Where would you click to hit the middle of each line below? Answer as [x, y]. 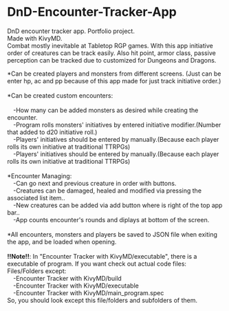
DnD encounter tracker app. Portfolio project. [71, 31]
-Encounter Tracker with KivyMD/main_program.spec [89, 292]
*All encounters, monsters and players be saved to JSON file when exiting [112, 234]
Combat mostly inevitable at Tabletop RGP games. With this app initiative [110, 45]
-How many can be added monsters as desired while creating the [106, 110]
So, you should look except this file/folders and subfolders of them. [102, 300]
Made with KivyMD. [35, 38]
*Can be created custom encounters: [60, 95]
